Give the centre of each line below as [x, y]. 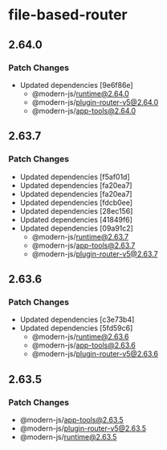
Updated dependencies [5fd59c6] [76, 328]
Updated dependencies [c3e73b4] [77, 319]
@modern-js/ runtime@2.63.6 [80, 337]
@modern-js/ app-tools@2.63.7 [83, 245]
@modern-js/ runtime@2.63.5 [68, 436]
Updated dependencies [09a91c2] [77, 228]
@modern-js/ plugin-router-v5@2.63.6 [95, 354]
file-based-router [68, 15]
